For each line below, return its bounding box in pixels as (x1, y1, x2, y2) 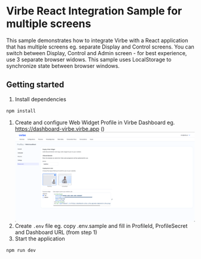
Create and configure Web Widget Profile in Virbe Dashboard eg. (14, 119, 175, 126)
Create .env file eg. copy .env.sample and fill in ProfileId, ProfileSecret (14, 222, 188, 230)
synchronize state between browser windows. (6, 62, 120, 70)
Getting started (6, 80, 65, 90)
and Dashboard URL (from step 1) (14, 229, 98, 236)
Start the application (14, 235, 65, 242)
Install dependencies (14, 95, 67, 103)
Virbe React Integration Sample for (6, 4, 182, 18)
